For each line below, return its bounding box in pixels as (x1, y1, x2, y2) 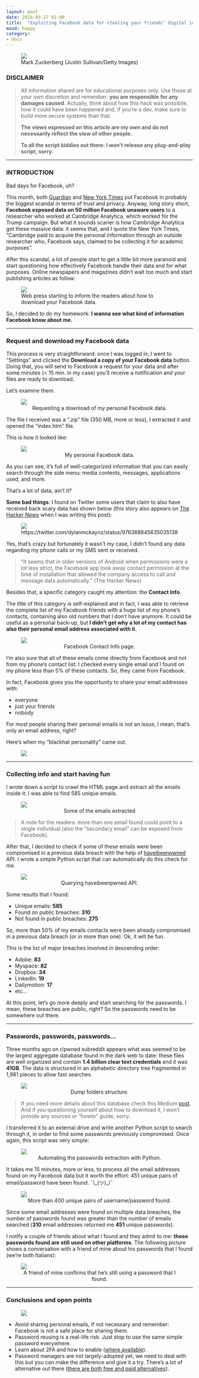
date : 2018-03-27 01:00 (6, 14, 65, 20)
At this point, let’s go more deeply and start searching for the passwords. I (6, 999, 187, 1006)
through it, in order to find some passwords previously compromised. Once (6, 1130, 190, 1138)
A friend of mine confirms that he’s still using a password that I (23, 1269, 176, 1276)
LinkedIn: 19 (14, 975, 44, 982)
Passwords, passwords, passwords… (6, 1032, 117, 1041)
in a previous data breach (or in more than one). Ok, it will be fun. (6, 933, 165, 940)
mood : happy (6, 25, 36, 32)
